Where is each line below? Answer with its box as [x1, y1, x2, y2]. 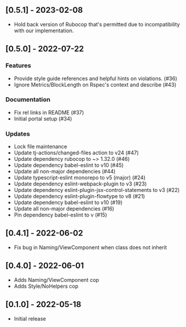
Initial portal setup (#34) [13, 115, 72, 122]
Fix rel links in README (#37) [13, 109, 85, 116]
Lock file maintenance [13, 143, 68, 150]
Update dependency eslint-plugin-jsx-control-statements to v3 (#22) [13, 187, 180, 194]
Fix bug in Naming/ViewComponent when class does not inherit [13, 243, 167, 251]
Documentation [5, 95, 51, 104]
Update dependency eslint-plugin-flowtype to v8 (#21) [13, 193, 145, 200]
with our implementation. [13, 27, 74, 34]
